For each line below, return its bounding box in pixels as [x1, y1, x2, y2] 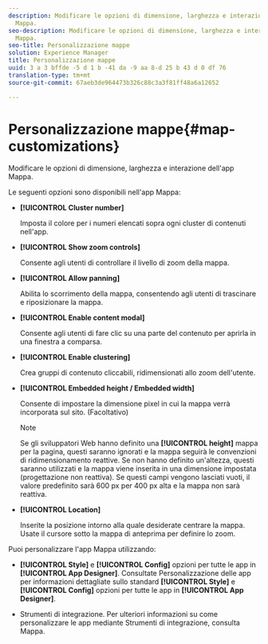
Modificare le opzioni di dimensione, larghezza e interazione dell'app [8, 163, 235, 173]
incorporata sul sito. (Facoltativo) [19, 407, 129, 417]
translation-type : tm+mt [8, 71, 91, 79]
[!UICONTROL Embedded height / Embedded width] [19, 383, 195, 393]
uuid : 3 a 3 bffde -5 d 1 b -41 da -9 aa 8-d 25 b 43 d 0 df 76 [8, 64, 227, 72]
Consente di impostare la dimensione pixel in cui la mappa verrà [19, 399, 231, 409]
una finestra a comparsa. [19, 337, 102, 346]
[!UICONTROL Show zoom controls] [19, 242, 141, 252]
